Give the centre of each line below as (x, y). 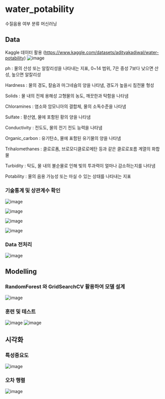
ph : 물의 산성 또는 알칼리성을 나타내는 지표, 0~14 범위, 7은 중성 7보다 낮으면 (79, 68)
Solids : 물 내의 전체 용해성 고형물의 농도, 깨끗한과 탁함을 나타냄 (67, 95)
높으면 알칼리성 (26, 74)
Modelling (21, 271)
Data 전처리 (19, 244)
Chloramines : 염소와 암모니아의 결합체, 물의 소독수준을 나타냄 (66, 106)
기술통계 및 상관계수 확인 (33, 190)
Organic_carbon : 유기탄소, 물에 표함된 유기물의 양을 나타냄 (63, 138)
